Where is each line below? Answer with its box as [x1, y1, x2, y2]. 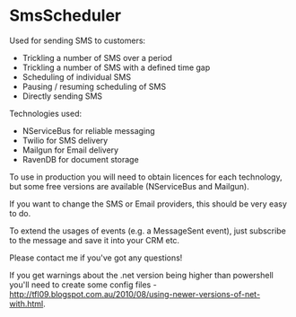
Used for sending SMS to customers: [9, 35, 146, 46]
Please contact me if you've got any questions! [9, 252, 183, 263]
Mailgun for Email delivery [22, 145, 119, 155]
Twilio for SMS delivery [22, 135, 109, 145]
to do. [9, 207, 31, 218]
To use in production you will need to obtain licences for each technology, [9, 172, 283, 182]
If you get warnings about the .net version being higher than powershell [9, 269, 274, 280]
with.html [9, 298, 44, 309]
